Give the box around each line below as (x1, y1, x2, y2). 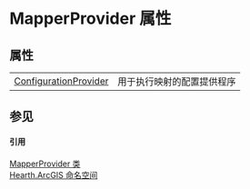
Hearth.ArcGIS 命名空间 (9, 169, 98, 180)
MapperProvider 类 (9, 158, 81, 169)
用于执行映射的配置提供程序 (117, 75, 236, 87)
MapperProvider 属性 (9, 8, 172, 29)
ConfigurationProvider (14, 75, 109, 87)
